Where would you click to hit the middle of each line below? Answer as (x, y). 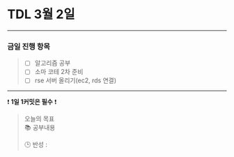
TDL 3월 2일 (41, 14)
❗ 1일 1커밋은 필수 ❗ (32, 102)
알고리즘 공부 (53, 63)
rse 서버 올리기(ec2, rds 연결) (76, 80)
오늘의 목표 (39, 119)
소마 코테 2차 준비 (59, 72)
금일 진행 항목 (29, 46)
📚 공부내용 (40, 128)
